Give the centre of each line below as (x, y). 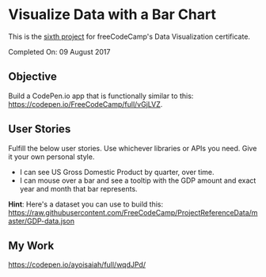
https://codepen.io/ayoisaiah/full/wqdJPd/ (77, 265)
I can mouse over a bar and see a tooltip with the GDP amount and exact (138, 180)
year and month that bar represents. (78, 188)
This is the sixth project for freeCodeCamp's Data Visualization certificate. (129, 36)
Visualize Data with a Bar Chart (112, 15)
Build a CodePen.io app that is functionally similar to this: (101, 96)
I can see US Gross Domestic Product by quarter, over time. (117, 172)
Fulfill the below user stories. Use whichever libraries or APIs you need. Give (133, 148)
